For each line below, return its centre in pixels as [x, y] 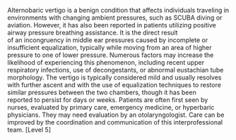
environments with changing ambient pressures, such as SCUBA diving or [115, 18]
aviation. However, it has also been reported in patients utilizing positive [112, 25]
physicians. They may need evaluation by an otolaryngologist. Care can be [116, 115]
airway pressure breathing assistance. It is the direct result [93, 32]
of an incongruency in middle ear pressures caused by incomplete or [108, 40]
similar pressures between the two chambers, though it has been [102, 92]
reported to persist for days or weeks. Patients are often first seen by [108, 100]
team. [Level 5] [29, 130]
